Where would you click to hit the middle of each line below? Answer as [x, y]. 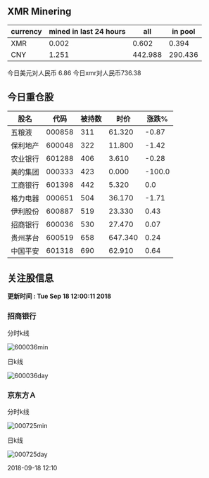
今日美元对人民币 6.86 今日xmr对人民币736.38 [74, 72]
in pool [184, 31]
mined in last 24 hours [87, 31]
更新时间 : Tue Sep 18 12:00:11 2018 [59, 296]
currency [26, 31]
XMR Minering [39, 12]
